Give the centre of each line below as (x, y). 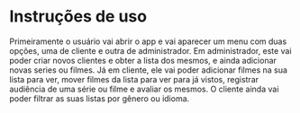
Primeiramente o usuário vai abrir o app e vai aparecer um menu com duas (148, 41)
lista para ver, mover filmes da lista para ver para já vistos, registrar (134, 79)
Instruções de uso (78, 17)
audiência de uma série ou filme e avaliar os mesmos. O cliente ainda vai (144, 89)
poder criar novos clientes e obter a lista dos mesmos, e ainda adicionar (143, 60)
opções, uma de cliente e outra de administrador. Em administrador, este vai (150, 50)
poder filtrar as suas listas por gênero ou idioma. (100, 98)
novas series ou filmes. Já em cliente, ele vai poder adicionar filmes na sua (149, 70)
